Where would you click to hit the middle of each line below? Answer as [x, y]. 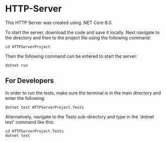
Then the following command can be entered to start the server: [71, 56]
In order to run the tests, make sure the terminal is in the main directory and [83, 93]
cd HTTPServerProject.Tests [35, 131]
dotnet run [17, 65]
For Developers [30, 81]
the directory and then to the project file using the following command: [78, 38]
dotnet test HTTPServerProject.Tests [45, 107]
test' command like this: [30, 122]
